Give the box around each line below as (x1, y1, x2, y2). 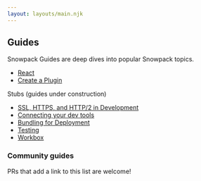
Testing (17, 126, 40, 135)
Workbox (17, 133, 44, 142)
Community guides (7, 151, 74, 161)
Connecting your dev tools (17, 111, 95, 120)
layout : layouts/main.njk (7, 10, 83, 18)
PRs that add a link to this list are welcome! (7, 167, 131, 175)
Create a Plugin (17, 76, 63, 85)
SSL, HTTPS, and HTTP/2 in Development (17, 104, 139, 112)
